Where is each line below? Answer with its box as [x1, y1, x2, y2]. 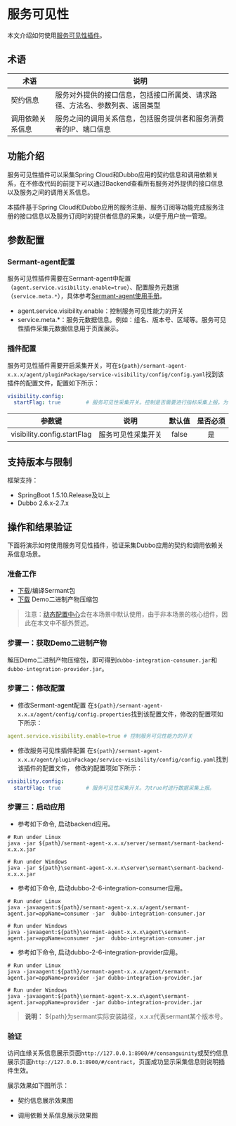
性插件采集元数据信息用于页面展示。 [17, 324, 123, 333]
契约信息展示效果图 [17, 1096, 74, 1105]
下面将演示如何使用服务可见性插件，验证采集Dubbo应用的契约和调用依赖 [7, 541, 218, 549]
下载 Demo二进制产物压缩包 [17, 595, 98, 603]
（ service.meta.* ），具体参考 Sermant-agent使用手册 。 [7, 292, 166, 300]
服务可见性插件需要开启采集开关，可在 [7, 361, 118, 369]
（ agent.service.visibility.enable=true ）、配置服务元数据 [7, 283, 179, 292]
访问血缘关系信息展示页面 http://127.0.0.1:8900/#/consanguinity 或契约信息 [7, 1049, 228, 1057]
